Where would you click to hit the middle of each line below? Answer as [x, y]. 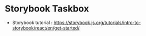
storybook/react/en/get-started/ [46, 27]
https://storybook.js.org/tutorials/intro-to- [97, 22]
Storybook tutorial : [32, 22]
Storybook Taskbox [47, 9]
